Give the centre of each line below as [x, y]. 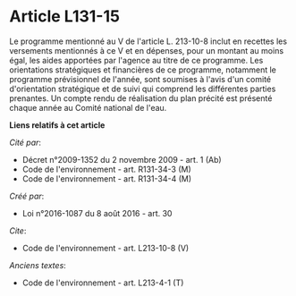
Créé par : [27, 196]
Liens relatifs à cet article [57, 125]
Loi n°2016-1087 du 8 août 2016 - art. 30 [97, 213]
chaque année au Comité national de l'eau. [88, 107]
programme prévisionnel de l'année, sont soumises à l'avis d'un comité [140, 79]
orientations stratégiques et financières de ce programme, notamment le [143, 70]
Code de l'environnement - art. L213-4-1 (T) [103, 283]
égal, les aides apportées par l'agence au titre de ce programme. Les [136, 60]
